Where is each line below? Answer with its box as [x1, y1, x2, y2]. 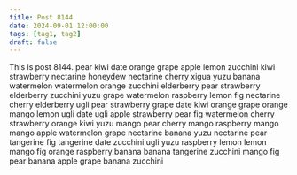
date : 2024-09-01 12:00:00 [9, 21, 109, 30]
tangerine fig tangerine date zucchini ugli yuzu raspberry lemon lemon [9, 137, 267, 148]
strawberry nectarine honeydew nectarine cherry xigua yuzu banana [9, 72, 261, 82]
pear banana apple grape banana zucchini [9, 156, 164, 166]
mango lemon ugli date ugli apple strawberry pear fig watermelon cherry [9, 109, 275, 119]
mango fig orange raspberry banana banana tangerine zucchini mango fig [9, 147, 280, 157]
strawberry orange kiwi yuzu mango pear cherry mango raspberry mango [9, 118, 279, 129]
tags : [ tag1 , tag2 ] [9, 29, 82, 38]
